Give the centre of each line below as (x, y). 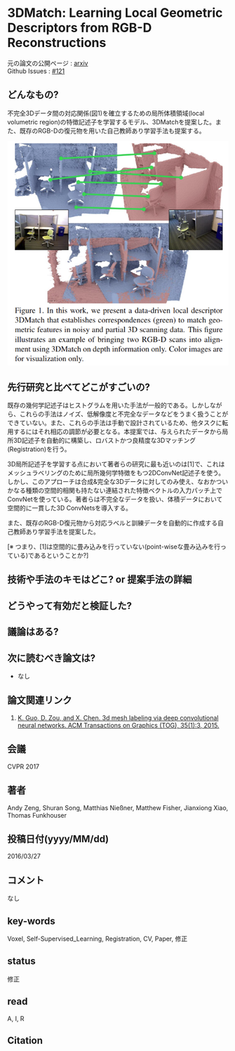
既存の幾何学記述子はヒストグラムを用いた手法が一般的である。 (99, 405)
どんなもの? (33, 95)
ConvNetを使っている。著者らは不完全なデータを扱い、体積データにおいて (115, 500)
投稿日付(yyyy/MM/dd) (58, 838)
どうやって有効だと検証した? (69, 606)
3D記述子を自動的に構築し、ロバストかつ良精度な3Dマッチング (105, 440)
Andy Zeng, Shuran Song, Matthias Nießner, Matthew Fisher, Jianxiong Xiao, (118, 808)
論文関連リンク (40, 700)
